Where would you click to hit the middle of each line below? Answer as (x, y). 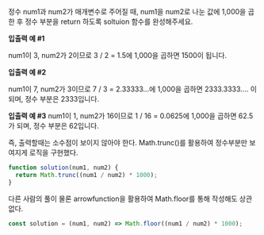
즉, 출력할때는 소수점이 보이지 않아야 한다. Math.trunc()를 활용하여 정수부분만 (128, 143)
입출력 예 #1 (27, 39)
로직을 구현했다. (54, 152)
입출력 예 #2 (27, 72)
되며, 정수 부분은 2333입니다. (54, 99)
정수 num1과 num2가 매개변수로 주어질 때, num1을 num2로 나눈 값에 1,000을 (127, 12)
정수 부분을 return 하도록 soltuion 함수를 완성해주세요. (109, 21)
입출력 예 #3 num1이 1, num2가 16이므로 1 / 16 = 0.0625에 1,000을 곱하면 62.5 (131, 116)
